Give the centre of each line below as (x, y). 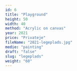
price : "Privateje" (25, 38)
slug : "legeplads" (24, 56)
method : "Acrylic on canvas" (35, 28)
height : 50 (16, 19)
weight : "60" (19, 61)
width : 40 (15, 24)
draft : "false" (21, 51)
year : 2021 (16, 33)
